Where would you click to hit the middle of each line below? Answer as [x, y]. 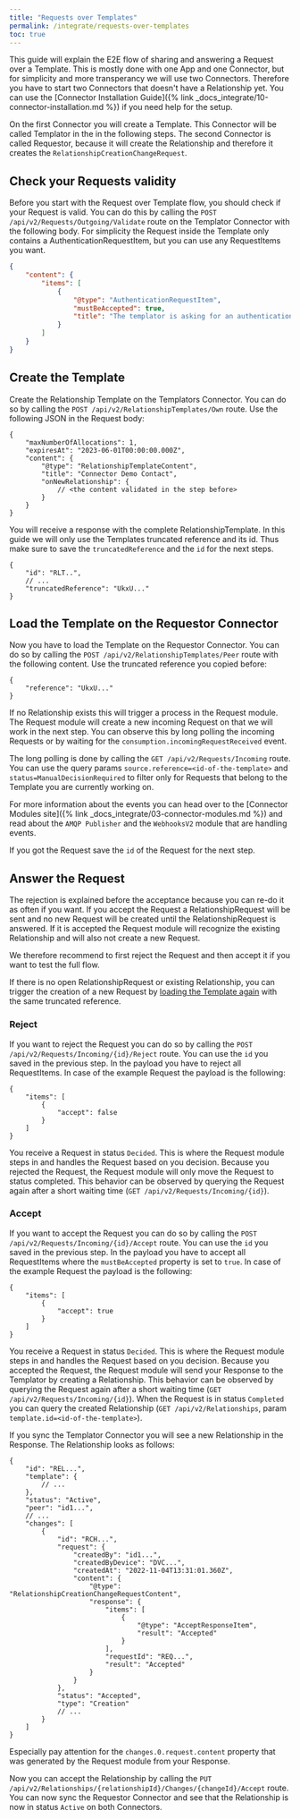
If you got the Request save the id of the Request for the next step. [133, 850]
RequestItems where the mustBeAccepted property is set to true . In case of [145, 1262]
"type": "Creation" [93, 1704]
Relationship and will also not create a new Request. [105, 938]
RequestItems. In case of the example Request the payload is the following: [147, 1072]
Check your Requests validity [93, 181]
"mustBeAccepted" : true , [119, 308]
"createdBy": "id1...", [117, 1555]
